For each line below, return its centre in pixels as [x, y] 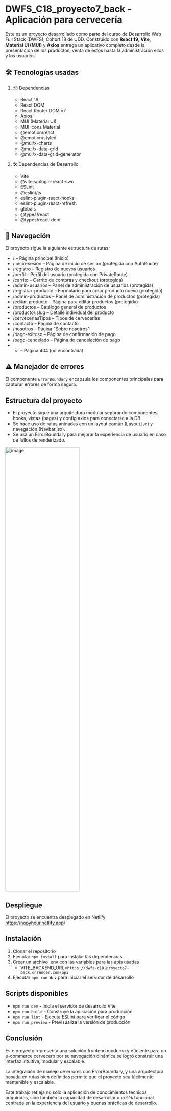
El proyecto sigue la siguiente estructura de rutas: [57, 248]
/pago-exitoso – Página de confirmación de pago [64, 334]
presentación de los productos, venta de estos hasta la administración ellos [85, 50]
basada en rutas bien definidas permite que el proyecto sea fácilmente [80, 1077]
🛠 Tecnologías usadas [42, 72]
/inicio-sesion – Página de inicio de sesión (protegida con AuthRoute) [85, 263]
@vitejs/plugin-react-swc [47, 181]
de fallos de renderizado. [39, 440]
